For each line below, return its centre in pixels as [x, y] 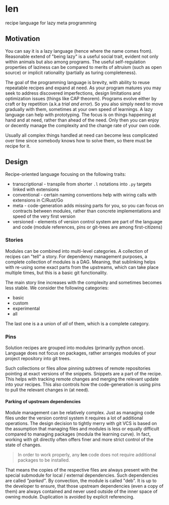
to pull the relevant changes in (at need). [47, 390]
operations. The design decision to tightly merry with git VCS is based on [81, 423]
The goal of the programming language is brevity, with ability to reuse [77, 82]
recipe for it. [18, 146]
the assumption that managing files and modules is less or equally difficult [82, 429]
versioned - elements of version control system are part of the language [87, 221]
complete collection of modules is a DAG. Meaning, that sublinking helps [80, 262]
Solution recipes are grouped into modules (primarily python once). [75, 348]
